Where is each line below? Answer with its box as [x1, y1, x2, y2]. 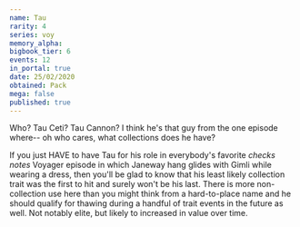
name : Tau [9, 13, 47, 23]
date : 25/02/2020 [9, 73, 75, 82]
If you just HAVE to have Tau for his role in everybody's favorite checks [9, 150, 275, 161]
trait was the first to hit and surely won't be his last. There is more [9, 179, 255, 190]
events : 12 [9, 55, 51, 64]
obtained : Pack [9, 81, 67, 90]
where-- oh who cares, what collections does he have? [9, 133, 216, 143]
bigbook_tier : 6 [9, 47, 71, 56]
